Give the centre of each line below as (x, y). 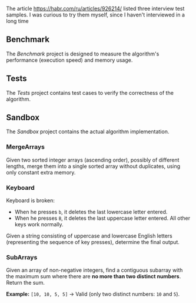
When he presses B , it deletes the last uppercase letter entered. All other (102, 218)
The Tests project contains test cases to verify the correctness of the (90, 93)
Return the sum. (26, 283)
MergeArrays (26, 147)
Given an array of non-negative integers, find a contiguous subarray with (94, 270)
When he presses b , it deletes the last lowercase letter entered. (91, 212)
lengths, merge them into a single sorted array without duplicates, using (93, 166)
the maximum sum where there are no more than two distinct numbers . (94, 276)
